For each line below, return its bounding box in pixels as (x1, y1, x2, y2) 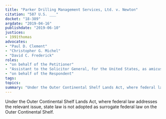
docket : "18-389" (5, 16, 41, 21)
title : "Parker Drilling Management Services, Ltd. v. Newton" (5, 7, 138, 12)
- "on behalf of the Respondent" (5, 71, 74, 76)
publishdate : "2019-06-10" (5, 26, 61, 30)
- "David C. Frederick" (5, 53, 54, 58)
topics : (5, 80, 21, 85)
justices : (5, 30, 26, 35)
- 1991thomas (5, 35, 32, 40)
